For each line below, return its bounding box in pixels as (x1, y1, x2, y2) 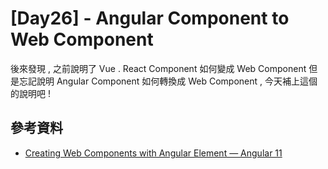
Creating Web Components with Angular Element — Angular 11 (24, 147, 283, 159)
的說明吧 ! (10, 87, 51, 99)
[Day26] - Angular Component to (10, 7, 290, 30)
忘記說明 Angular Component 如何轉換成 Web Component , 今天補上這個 (18, 75, 318, 87)
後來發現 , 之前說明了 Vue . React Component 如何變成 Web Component (10, 62, 307, 74)
